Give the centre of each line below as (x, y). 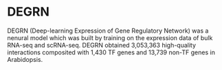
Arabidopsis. (25, 59)
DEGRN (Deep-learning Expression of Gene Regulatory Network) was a (108, 31)
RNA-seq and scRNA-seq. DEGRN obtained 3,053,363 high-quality (102, 45)
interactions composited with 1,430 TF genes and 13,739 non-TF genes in (111, 52)
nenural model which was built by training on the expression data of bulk (110, 37)
